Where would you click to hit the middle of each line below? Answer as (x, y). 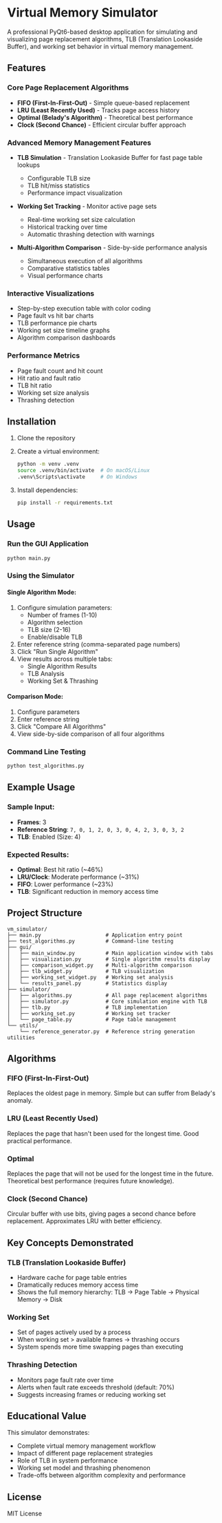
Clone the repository (46, 438)
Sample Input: (31, 807)
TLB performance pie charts (57, 323)
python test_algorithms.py (46, 766)
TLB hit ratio (34, 385)
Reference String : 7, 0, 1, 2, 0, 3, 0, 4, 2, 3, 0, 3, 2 (100, 829)
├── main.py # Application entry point (95, 935)
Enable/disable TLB (55, 637)
